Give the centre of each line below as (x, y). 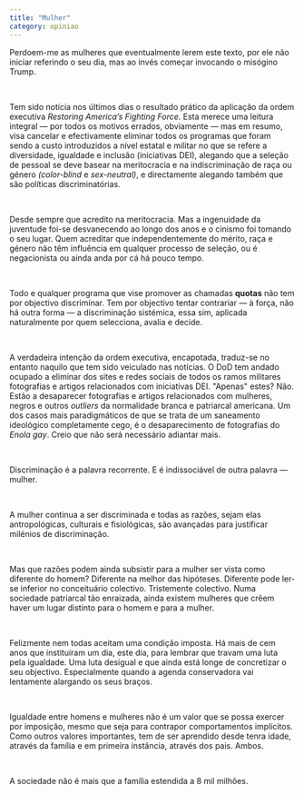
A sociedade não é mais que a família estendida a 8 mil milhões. (129, 780)
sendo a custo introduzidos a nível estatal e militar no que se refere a (138, 145)
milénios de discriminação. (59, 533)
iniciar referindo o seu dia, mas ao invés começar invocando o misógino (144, 62)
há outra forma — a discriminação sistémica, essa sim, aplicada (128, 312)
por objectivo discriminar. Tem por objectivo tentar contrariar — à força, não (152, 303)
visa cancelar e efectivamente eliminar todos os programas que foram (140, 135)
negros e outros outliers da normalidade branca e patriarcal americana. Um (150, 405)
